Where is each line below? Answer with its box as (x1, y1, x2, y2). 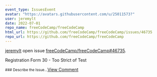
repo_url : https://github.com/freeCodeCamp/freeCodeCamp (5, 35, 124, 39)
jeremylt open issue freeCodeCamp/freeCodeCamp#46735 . (5, 47, 127, 54)
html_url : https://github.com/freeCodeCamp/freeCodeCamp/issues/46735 (5, 30, 153, 35)
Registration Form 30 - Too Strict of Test (5, 57, 87, 63)
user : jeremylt (5, 16, 36, 21)
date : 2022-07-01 (5, 20, 41, 26)
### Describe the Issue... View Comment (5, 66, 78, 72)
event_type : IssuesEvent (5, 7, 56, 12)
